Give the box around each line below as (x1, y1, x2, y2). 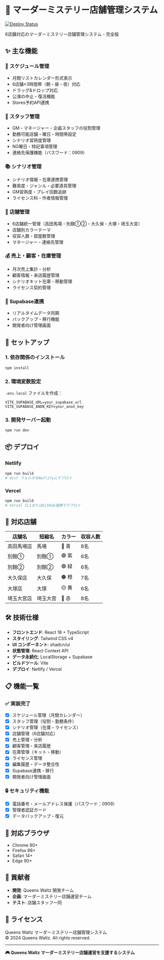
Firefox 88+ (12, 847, 36, 853)
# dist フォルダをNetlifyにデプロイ (5, 476, 72, 480)
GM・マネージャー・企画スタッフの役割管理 (12, 125, 101, 131)
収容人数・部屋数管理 (12, 233, 55, 239)
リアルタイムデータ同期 (12, 310, 60, 316)
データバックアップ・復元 (12, 813, 64, 819)
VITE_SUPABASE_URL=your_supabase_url (5, 400, 82, 405)
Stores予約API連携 (12, 99, 50, 106)
